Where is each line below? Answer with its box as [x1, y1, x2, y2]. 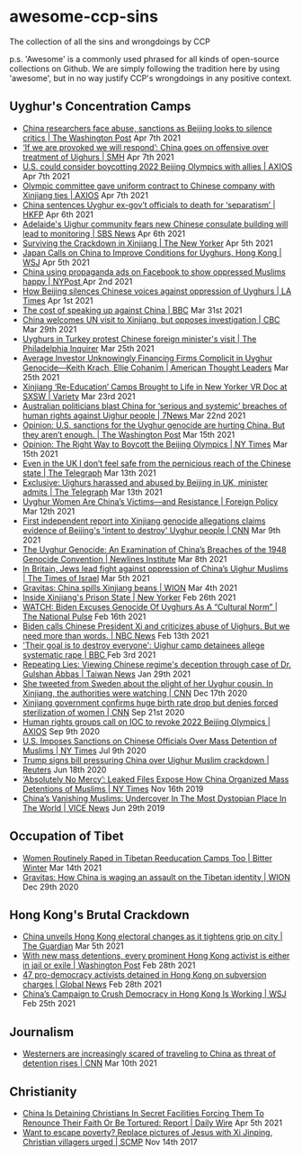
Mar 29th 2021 [22, 323, 77, 334]
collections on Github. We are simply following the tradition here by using [9, 63, 280, 74]
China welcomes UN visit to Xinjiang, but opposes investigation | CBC [22, 314, 280, 325]
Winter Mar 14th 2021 [22, 862, 102, 873]
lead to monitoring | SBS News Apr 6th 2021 [22, 228, 186, 239]
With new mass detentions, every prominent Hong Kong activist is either [22, 951, 290, 961]
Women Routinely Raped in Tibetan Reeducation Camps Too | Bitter [22, 852, 272, 863]
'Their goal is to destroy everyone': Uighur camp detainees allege [22, 640, 265, 651]
